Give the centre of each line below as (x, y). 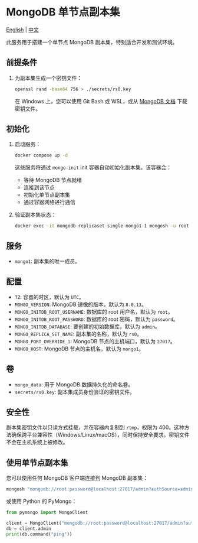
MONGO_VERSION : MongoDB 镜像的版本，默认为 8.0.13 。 (81, 304)
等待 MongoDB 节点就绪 (53, 180)
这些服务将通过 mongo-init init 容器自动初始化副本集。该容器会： (93, 168)
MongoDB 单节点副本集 (63, 12)
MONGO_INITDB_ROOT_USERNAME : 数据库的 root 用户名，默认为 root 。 (94, 311)
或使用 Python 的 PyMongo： (42, 501)
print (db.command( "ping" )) (39, 534)
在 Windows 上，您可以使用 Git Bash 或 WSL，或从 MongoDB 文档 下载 (101, 101)
